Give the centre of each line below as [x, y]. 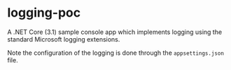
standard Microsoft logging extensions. [64, 39]
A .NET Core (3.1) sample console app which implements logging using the [115, 32]
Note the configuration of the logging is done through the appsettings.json [115, 53]
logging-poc [44, 13]
